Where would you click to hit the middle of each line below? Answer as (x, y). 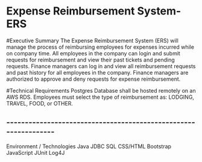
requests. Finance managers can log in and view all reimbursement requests (101, 66)
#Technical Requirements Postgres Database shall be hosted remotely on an (101, 90)
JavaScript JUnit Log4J (36, 152)
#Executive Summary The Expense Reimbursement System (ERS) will (93, 40)
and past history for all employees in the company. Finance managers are (97, 72)
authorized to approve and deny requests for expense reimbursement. (93, 79)
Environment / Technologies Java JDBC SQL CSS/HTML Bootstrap (89, 146)
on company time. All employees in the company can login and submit (93, 53)
